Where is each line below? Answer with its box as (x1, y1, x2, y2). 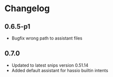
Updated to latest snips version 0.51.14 (11, 62, 89, 68)
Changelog (4, 3, 50, 14)
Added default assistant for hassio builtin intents (11, 67, 109, 73)
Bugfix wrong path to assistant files (11, 35, 83, 41)
